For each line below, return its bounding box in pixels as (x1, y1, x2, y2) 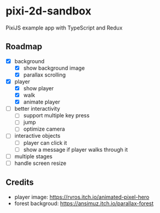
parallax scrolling (23, 71, 66, 78)
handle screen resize (14, 159, 67, 167)
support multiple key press (23, 112, 90, 119)
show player (23, 85, 54, 91)
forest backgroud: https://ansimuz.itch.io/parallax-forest (14, 200, 154, 207)
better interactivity (14, 105, 61, 113)
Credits (5, 177, 34, 188)
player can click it (23, 139, 67, 146)
